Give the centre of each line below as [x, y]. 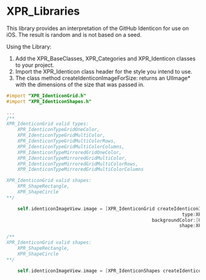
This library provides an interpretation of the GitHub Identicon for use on [97, 28]
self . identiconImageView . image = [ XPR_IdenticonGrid [86, 209]
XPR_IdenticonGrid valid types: [48, 124]
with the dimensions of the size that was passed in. [80, 85]
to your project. [35, 65]
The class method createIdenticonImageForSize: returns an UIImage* [103, 78]
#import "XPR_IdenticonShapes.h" [49, 101]
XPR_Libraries [43, 11]
